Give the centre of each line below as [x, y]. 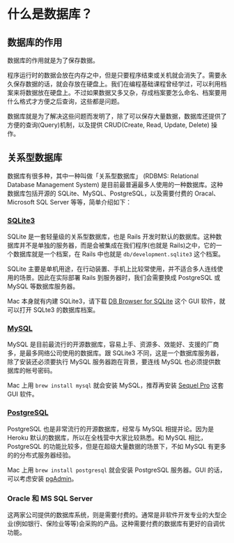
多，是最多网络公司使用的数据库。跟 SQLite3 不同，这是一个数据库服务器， [115, 353]
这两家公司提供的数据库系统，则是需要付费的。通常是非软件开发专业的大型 [114, 515]
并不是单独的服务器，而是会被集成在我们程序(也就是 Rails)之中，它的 [118, 246]
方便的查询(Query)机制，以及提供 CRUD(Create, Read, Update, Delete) [109, 125]
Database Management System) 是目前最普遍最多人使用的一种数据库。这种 [115, 184]
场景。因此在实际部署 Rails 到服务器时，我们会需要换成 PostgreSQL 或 [120, 278]
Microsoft [21, 202]
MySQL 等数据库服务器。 [43, 286]
